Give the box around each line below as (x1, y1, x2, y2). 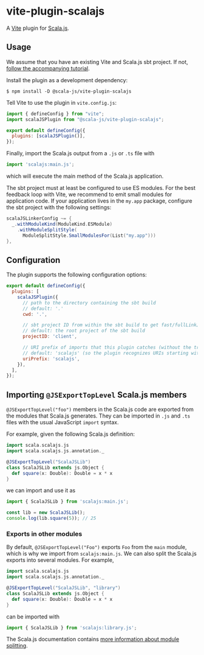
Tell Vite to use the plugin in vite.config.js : (6, 99, 117, 106)
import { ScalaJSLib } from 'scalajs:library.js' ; (6, 625, 137, 631)
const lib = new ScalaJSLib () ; (6, 510, 86, 516)
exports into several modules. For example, (6, 556, 114, 564)
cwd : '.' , (22, 311, 47, 317)
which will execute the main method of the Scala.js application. (6, 172, 164, 180)
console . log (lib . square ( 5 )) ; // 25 (6, 516, 97, 522)
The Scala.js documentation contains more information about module (6, 636, 180, 643)
